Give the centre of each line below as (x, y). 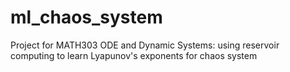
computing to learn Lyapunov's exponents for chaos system (134, 55)
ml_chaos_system (86, 17)
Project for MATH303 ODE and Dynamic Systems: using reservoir (145, 45)
